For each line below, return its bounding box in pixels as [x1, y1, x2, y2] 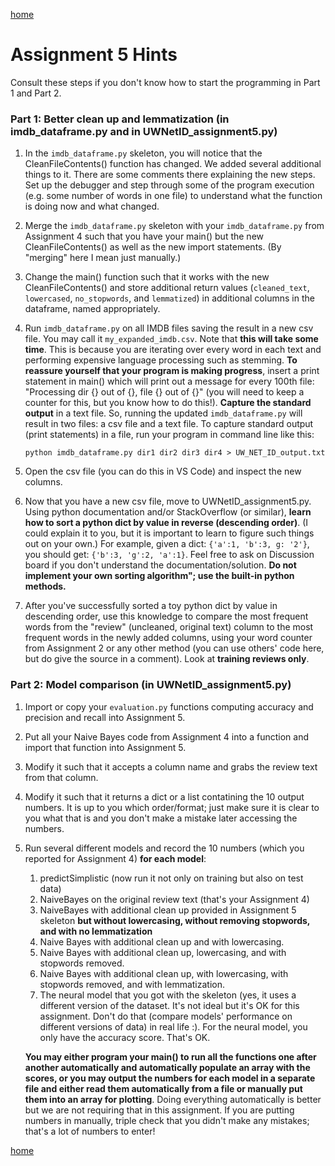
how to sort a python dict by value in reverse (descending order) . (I [24, 517, 309, 529]
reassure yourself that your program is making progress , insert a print [24, 365, 320, 377]
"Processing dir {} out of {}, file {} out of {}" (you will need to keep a [24, 386, 305, 398]
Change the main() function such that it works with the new [24, 271, 270, 283]
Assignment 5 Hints [10, 44, 178, 66]
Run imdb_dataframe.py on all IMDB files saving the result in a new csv [24, 322, 314, 334]
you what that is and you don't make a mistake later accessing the [24, 812, 298, 824]
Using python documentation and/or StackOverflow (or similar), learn [24, 506, 312, 518]
